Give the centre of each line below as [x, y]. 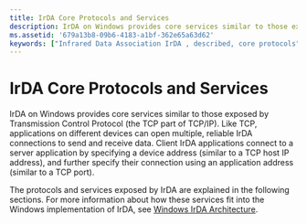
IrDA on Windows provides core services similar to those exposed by [139, 114]
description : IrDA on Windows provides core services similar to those [148, 27]
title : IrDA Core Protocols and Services [90, 18]
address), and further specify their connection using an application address [152, 163]
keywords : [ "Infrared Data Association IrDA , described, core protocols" [155, 43]
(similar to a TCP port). [52, 172]
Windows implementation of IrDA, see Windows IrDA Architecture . [134, 209]
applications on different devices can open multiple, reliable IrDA [131, 133]
